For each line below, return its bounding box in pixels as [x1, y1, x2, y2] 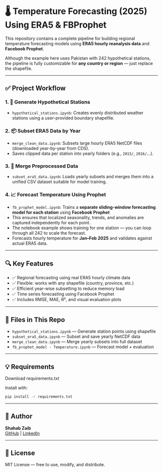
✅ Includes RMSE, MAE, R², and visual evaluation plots [12, 297, 121, 303]
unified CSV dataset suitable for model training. [12, 179, 107, 185]
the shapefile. [5, 66, 33, 71]
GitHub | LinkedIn [5, 430, 40, 436]
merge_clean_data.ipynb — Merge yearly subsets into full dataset [12, 339, 142, 345]
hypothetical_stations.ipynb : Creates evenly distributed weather [12, 110, 144, 116]
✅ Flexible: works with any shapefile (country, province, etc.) [12, 280, 134, 286]
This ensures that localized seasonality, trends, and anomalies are [12, 214, 144, 220]
